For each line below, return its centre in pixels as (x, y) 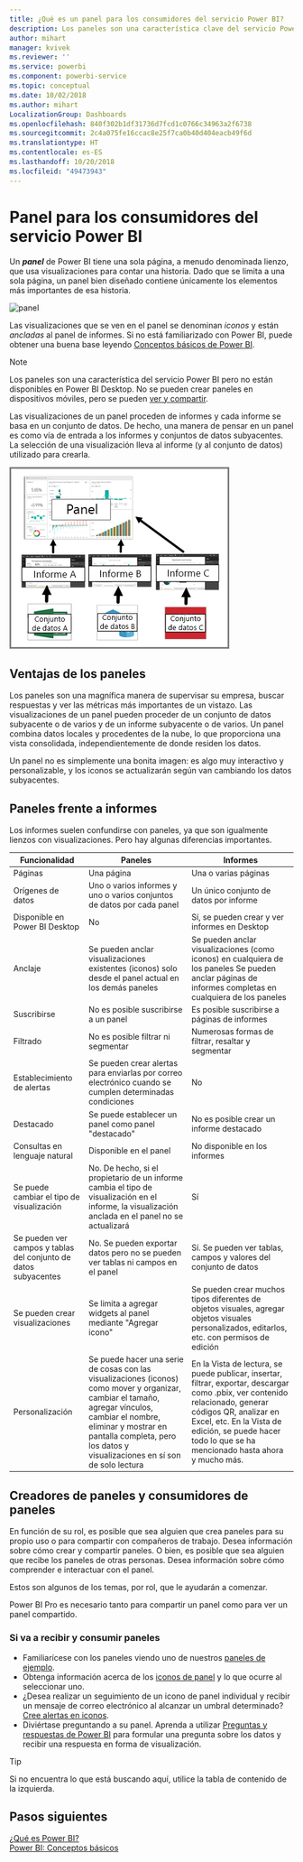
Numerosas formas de (233, 1032)
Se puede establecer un (133, 1114)
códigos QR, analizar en (235, 1412)
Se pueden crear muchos (239, 1289)
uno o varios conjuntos (131, 895)
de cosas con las (120, 1368)
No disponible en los (230, 1145)
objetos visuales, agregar (239, 1308)
